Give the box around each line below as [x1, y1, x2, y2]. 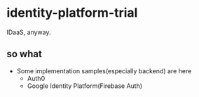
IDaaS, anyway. [6, 28, 51, 36]
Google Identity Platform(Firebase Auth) [27, 82, 143, 90]
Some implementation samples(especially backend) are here [16, 66, 192, 75]
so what [6, 48, 43, 60]
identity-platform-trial [6, 5, 138, 21]
